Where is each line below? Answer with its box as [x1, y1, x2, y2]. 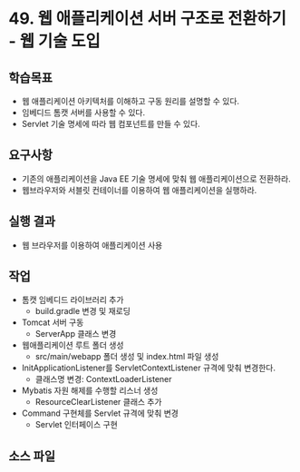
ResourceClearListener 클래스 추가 [34, 397, 162, 408]
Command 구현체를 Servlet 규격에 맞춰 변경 [21, 408, 179, 418]
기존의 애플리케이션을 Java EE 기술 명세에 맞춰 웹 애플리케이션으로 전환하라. [21, 173, 291, 184]
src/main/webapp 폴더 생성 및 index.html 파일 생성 [34, 351, 219, 362]
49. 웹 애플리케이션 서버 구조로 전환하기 [8, 8, 287, 29]
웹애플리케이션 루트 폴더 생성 [21, 339, 124, 350]
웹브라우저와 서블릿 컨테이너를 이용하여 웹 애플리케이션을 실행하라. [21, 184, 257, 195]
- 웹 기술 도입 [8, 31, 101, 52]
